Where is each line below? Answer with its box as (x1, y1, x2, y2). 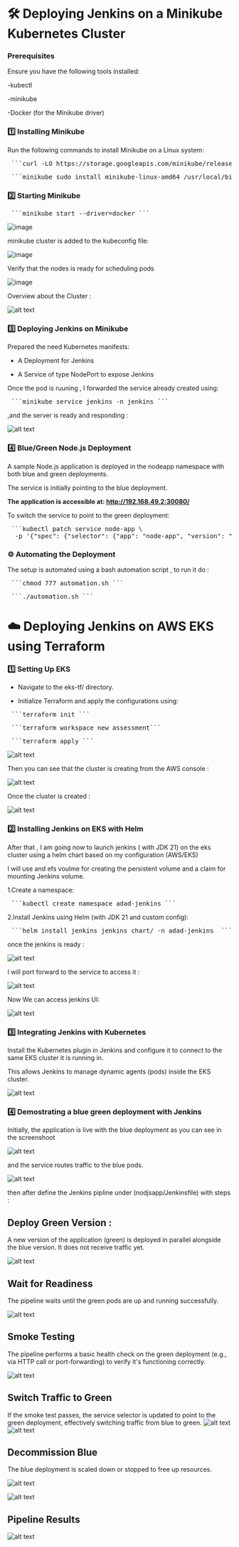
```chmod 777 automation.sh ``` (11, 579, 124, 587)
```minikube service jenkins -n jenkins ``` (11, 398, 169, 406)
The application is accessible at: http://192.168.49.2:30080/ (7, 497, 190, 505)
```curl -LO (11, 159, 53, 167)
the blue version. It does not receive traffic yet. (7, 1243, 144, 1252)
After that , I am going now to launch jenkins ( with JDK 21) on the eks (7, 843, 211, 851)
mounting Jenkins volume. (7, 871, 85, 880)
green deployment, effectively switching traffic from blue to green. (7, 1418, 202, 1427)
